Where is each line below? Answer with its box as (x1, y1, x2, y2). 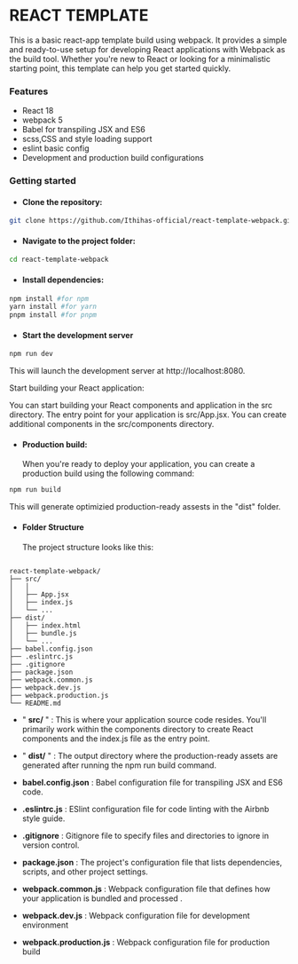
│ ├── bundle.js (9, 628, 77, 637)
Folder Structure (21, 521, 84, 533)
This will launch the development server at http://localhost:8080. (9, 366, 246, 376)
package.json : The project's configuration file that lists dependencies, (21, 857, 282, 867)
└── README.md (9, 699, 62, 707)
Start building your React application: (9, 383, 145, 393)
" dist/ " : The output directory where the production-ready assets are (21, 750, 278, 761)
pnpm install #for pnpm (9, 311, 98, 320)
